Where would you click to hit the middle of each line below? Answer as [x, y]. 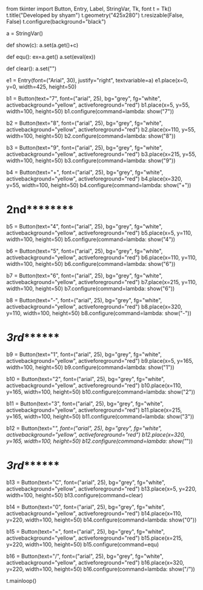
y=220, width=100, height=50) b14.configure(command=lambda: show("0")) [101, 520]
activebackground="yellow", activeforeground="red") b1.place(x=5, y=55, [98, 105]
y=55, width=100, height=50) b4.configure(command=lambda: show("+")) [99, 185]
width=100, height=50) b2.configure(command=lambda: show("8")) [91, 136]
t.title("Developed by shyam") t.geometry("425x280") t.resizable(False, [95, 15]
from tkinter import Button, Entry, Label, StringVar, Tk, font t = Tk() [89, 9]
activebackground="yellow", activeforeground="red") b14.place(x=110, [94, 513]
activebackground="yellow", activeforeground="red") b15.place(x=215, [95, 538]
